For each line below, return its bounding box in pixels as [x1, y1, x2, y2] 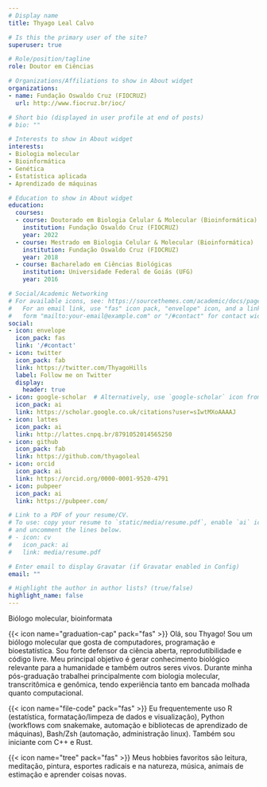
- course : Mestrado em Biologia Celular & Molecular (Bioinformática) [15, 238, 254, 247]
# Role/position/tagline [8, 55, 91, 64]
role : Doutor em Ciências [8, 63, 94, 71]
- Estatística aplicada [8, 172, 87, 180]
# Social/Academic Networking [8, 290, 109, 298]
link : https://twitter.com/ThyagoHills [15, 364, 148, 372]
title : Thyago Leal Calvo [8, 19, 94, 27]
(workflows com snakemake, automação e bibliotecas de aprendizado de [8, 721, 248, 730]
